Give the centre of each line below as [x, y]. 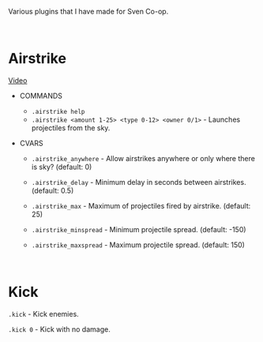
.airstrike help [58, 111]
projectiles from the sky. [71, 128]
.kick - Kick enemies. [43, 314]
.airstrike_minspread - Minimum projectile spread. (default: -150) [139, 229]
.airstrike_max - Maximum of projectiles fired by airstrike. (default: [141, 205]
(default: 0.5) [53, 190]
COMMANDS [41, 96]
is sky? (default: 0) [62, 167]
